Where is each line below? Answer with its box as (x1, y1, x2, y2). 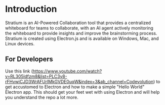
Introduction (5, 3, 57, 15)
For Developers (5, 55, 53, 64)
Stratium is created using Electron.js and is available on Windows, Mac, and (5, 35, 159, 41)
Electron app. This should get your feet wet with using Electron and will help (5, 89, 160, 95)
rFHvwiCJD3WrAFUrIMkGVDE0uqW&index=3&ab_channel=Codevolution (5, 78, 154, 84)
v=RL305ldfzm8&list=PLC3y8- (5, 73, 68, 79)
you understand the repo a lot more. (5, 94, 79, 100)
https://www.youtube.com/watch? (33, 68, 102, 74)
